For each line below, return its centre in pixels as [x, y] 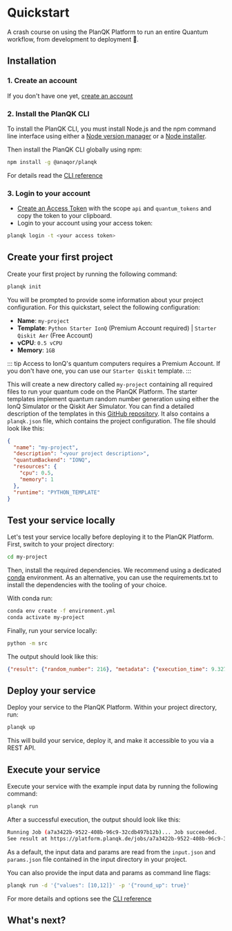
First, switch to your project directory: [61, 544]
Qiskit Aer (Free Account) [55, 335]
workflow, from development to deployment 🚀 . [73, 39]
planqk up [21, 728]
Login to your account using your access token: [85, 223]
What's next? [37, 920]
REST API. [21, 748]
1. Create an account [42, 81]
